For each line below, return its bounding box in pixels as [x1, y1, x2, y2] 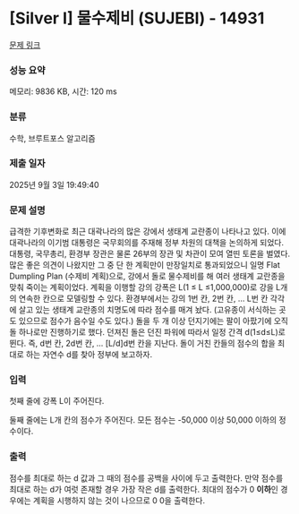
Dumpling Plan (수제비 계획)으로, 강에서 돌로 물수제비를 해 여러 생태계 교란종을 [9, 270, 286, 282]
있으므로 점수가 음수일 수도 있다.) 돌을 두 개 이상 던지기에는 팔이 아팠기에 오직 [18, 315, 289, 327]
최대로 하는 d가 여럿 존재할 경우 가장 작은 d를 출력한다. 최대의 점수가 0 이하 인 [9, 484, 279, 494]
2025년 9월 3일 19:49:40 [9, 179, 100, 190]
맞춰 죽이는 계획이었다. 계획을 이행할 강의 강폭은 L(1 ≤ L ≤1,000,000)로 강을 [9, 282, 275, 293]
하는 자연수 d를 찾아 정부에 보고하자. [25, 349, 153, 360]
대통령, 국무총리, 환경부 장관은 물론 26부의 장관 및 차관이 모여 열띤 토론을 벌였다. [9, 248, 291, 260]
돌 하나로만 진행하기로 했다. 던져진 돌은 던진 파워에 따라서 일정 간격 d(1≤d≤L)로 [9, 327, 286, 338]
